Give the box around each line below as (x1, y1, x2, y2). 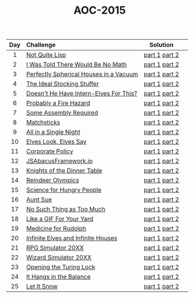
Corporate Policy (26, 147, 74, 156)
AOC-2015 (73, 4, 126, 17)
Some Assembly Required (26, 109, 98, 117)
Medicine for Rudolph (26, 224, 87, 233)
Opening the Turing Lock (26, 263, 96, 271)
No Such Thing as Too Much (26, 205, 106, 214)
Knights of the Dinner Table (26, 167, 103, 175)
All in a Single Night (26, 128, 81, 137)
